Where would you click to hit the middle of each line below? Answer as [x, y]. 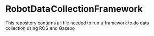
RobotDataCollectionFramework [74, 9]
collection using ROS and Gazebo [40, 28]
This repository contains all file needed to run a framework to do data [77, 23]
